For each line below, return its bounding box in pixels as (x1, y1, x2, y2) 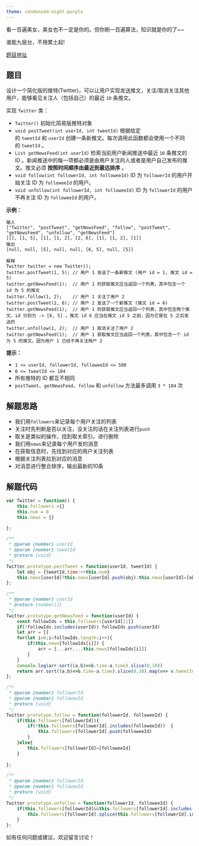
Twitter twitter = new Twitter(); (6, 263, 92, 269)
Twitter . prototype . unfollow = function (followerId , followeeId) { (6, 800, 174, 806)
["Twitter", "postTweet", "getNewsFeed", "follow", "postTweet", (6, 225, 171, 231)
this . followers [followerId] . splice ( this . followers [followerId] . (27, 811, 190, 817)
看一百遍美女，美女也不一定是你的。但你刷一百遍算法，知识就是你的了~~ (6, 26, 185, 33)
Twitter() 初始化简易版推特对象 (14, 119, 93, 127)
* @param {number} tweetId (8, 547, 76, 553)
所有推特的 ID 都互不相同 (14, 375, 75, 382)
